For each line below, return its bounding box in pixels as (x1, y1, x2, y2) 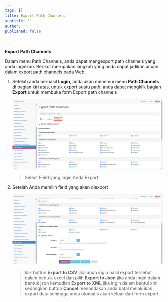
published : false (5, 29, 41, 34)
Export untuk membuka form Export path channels (12, 89, 117, 95)
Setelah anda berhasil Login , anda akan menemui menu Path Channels (12, 79, 159, 84)
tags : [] (5, 8, 23, 13)
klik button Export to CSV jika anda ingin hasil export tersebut (24, 270, 152, 276)
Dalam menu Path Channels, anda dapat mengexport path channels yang (5, 58, 156, 64)
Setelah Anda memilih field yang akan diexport (12, 184, 108, 190)
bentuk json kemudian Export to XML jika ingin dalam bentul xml (24, 280, 158, 286)
